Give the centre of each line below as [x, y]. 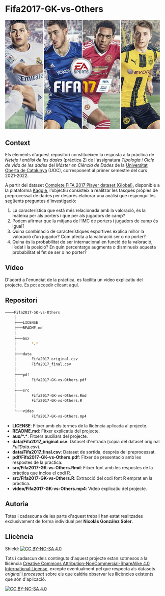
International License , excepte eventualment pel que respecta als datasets [80, 568]
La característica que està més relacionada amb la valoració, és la [79, 210]
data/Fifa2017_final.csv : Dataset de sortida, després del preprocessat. [84, 452]
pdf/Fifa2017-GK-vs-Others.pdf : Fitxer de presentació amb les [77, 457]
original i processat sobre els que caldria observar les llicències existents [79, 574]
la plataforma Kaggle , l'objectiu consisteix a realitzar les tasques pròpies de [82, 190]
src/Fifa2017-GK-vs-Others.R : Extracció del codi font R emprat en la [82, 478]
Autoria [17, 504]
